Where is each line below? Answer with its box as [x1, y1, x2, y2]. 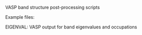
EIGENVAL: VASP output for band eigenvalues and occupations [5, 24, 137, 30]
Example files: [5, 14, 34, 20]
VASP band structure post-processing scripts [5, 5, 100, 10]
